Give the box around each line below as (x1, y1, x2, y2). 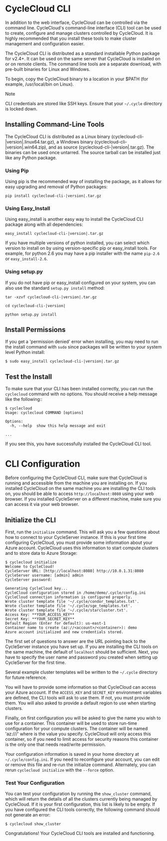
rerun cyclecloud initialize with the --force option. (5, 767, 115, 773)
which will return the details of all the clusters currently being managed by (5, 796, 158, 802)
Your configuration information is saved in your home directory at (5, 751, 140, 757)
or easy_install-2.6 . (5, 256, 48, 262)
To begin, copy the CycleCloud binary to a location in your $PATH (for (5, 76, 149, 82)
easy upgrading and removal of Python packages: (5, 184, 108, 190)
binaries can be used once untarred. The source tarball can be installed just (5, 149, 161, 155)
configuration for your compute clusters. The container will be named (5, 726, 148, 732)
